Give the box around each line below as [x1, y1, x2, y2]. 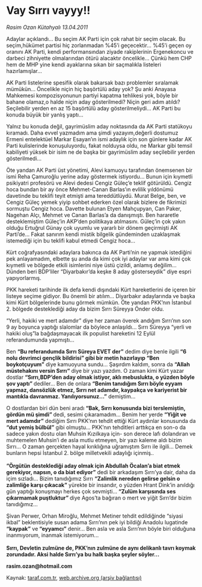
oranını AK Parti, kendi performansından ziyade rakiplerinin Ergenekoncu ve [6, 48, 194, 55]
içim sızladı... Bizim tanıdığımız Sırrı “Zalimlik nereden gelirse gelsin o [6, 475, 180, 482]
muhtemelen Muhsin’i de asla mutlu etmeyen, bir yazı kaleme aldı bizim [6, 436, 182, 443]
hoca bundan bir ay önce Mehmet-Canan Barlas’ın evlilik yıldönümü [6, 185, 174, 193]
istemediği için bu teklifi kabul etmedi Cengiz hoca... [6, 236, 135, 244]
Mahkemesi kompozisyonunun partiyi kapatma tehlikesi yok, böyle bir [6, 92, 179, 99]
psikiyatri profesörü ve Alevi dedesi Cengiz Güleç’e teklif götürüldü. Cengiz [6, 179, 192, 186]
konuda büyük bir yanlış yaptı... [6, 111, 84, 118]
